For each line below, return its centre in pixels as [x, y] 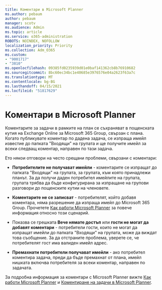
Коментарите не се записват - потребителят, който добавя [74, 197]
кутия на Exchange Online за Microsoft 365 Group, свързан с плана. [74, 133]
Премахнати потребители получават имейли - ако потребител [79, 252]
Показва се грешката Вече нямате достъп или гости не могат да [80, 222]
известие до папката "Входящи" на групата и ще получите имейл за [76, 144]
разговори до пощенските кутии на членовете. [61, 188]
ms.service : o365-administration [39, 37]
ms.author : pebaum [24, 14]
